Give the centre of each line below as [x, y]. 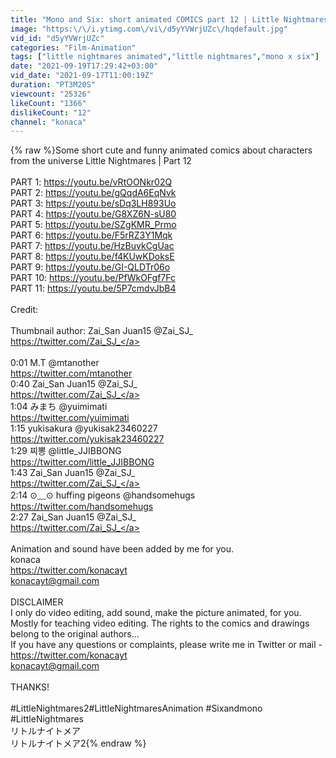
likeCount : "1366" [48, 103]
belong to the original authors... [75, 634]
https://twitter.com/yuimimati [70, 418]
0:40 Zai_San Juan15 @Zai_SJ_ [74, 384]
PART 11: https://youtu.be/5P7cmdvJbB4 [93, 288]
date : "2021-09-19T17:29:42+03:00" [84, 66]
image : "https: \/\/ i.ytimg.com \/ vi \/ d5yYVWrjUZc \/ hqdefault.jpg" [149, 29]
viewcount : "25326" [51, 94]
